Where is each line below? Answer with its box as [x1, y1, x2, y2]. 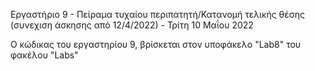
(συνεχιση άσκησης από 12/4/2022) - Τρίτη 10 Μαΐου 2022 [10, 19, 254, 31]
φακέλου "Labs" [10, 49, 79, 61]
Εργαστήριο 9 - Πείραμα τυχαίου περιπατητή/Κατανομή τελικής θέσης [10, 9, 306, 20]
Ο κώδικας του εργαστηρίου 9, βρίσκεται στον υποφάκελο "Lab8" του [10, 39, 302, 50]
